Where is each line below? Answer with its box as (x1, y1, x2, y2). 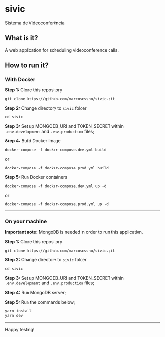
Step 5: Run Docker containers (5, 174, 68, 180)
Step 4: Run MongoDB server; (5, 289, 66, 295)
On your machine (5, 218, 47, 225)
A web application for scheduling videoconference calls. (5, 47, 119, 53)
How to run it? (5, 61, 49, 70)
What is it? (5, 34, 38, 42)
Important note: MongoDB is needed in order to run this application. (5, 229, 143, 235)
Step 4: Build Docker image (5, 138, 61, 144)
